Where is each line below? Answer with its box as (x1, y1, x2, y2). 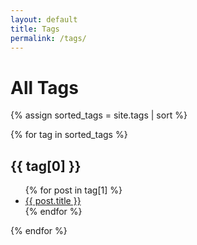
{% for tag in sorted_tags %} (10, 129, 128, 141)
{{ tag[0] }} (10, 157, 82, 175)
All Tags (10, 76, 79, 99)
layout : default (10, 14, 78, 25)
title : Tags (10, 24, 60, 34)
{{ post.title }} (24, 195, 82, 207)
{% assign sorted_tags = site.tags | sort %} (10, 109, 188, 121)
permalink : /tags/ (10, 33, 87, 43)
